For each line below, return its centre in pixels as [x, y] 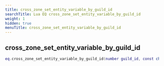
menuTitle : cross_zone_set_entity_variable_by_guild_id [63, 28]
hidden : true [18, 23]
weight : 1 [15, 19]
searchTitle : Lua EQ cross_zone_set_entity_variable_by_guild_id [73, 14]
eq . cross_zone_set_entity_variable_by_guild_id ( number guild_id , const [79, 59]
